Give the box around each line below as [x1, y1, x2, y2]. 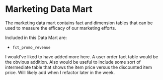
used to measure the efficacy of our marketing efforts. [5, 25, 116, 31]
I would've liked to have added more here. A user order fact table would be [5, 53, 159, 60]
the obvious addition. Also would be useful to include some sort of [5, 59, 141, 65]
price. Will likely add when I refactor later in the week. [5, 69, 115, 75]
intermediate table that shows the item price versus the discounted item [5, 64, 153, 70]
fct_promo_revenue [12, 45, 51, 50]
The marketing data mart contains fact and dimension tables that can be [5, 20, 153, 26]
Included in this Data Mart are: [5, 35, 67, 40]
